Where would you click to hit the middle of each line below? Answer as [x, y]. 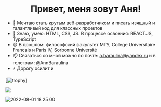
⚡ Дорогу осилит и [33, 68]
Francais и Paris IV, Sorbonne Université [55, 50]
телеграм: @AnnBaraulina [41, 63]
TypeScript [24, 39]
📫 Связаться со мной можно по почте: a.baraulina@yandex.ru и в [84, 55]
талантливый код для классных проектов [58, 28]
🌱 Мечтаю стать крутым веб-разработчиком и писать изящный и [84, 23]
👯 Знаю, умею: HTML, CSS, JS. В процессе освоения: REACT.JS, [83, 33]
